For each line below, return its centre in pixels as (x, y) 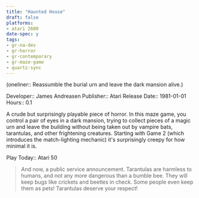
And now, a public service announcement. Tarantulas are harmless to (106, 169)
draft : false (22, 17)
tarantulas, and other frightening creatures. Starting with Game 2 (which (95, 133)
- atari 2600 (22, 28)
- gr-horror (21, 51)
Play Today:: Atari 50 (32, 158)
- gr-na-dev (21, 46)
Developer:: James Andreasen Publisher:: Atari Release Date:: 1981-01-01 (97, 96)
